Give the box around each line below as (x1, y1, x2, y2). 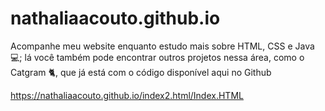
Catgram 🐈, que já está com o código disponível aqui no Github (10, 66, 272, 78)
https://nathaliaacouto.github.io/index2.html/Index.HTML (10, 89, 244, 101)
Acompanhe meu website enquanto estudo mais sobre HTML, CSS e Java (10, 40, 315, 52)
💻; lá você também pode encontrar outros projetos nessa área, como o (10, 51, 305, 63)
